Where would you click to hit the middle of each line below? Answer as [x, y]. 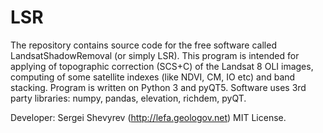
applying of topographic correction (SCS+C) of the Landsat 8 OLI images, [162, 66]
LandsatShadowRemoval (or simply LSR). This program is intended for [155, 55]
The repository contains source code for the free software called [143, 45]
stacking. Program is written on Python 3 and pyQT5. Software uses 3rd [158, 87]
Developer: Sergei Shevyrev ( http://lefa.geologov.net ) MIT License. [148, 117]
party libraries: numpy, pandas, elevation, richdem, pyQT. [128, 98]
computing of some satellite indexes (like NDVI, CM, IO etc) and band [153, 77]
